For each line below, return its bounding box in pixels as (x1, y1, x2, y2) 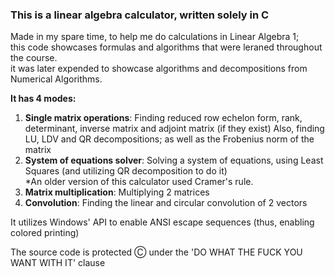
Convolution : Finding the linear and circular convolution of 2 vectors (24, 197, 308, 209)
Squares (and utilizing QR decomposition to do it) (24, 165, 228, 177)
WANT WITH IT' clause (10, 257, 106, 269)
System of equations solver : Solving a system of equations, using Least (24, 154, 324, 167)
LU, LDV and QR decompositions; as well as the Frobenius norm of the (24, 133, 315, 145)
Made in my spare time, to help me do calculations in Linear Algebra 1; (10, 31, 300, 43)
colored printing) (10, 227, 80, 239)
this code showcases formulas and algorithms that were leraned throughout (10, 41, 323, 53)
